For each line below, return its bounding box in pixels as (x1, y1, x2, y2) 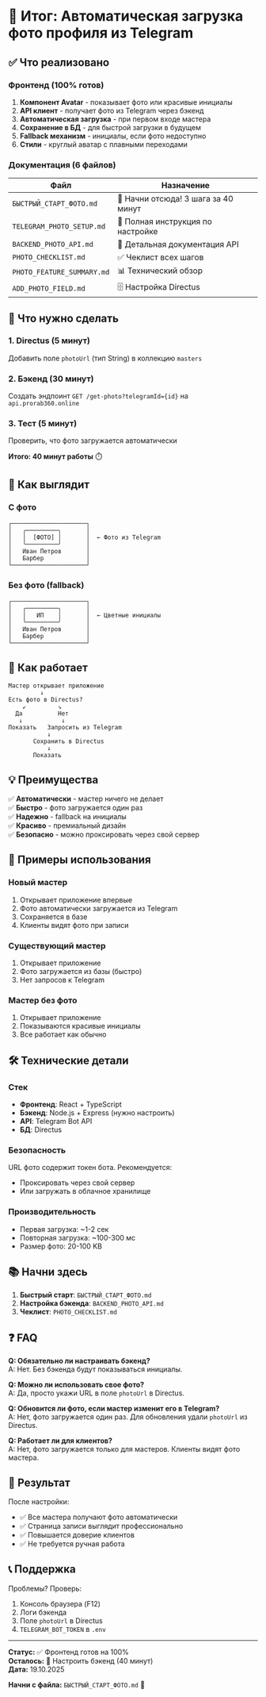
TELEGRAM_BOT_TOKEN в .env (19, 1624, 107, 1634)
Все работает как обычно (19, 1029, 107, 1039)
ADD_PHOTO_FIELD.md (12, 283, 85, 293)
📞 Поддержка (8, 1563, 77, 1576)
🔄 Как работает (8, 660, 89, 674)
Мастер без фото (8, 995, 78, 1006)
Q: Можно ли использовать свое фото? (8, 1380, 145, 1390)
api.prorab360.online (8, 400, 80, 408)
